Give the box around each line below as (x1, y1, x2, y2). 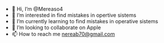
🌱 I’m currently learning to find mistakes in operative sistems (11, 18, 159, 24)
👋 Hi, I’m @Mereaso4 (11, 6, 63, 12)
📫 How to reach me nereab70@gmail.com (11, 31, 115, 37)
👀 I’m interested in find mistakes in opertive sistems (11, 12, 136, 19)
